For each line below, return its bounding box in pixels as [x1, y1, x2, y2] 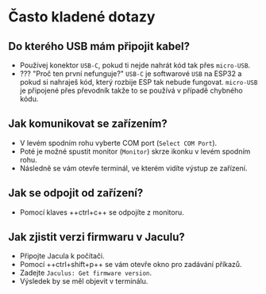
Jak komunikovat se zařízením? [8, 117, 168, 131]
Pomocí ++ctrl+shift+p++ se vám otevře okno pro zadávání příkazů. [19, 260, 242, 269]
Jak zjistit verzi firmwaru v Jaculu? [8, 231, 185, 244]
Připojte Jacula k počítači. [19, 251, 105, 261]
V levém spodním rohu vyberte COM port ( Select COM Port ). [19, 138, 218, 147]
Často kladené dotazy [8, 8, 156, 26]
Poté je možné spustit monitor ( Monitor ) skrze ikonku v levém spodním [19, 147, 251, 156]
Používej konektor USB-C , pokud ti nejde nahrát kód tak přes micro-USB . [19, 60, 251, 70]
